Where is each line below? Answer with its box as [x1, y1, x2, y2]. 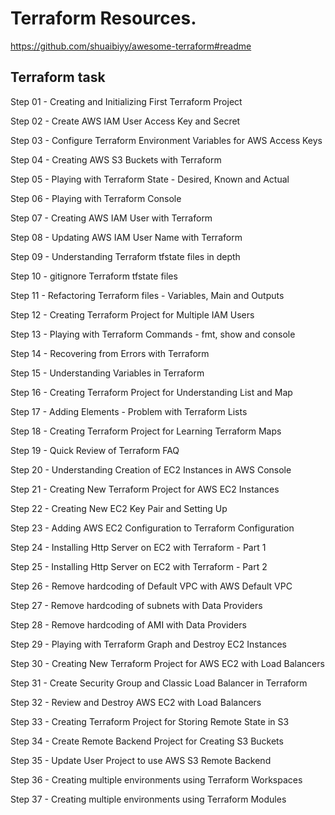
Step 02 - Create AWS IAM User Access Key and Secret [10, 115, 241, 127]
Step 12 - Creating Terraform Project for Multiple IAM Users [10, 308, 255, 321]
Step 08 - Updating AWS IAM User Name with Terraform [10, 231, 243, 243]
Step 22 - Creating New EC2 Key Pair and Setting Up [10, 502, 228, 514]
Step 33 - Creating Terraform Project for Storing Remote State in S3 [10, 715, 290, 727]
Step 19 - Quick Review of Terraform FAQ [10, 444, 180, 456]
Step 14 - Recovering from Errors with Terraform [10, 347, 210, 359]
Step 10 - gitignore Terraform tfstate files [10, 270, 178, 282]
